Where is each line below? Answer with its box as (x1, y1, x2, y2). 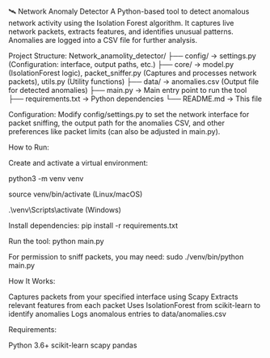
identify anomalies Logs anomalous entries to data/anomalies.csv (8, 310, 226, 318)
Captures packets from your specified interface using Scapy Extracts (8, 292, 238, 301)
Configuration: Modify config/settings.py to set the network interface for (8, 110, 250, 119)
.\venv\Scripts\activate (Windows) (8, 205, 121, 214)
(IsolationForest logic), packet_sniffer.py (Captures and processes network (8, 68, 257, 78)
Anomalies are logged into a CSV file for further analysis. (8, 36, 198, 44)
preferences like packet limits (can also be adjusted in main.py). (8, 127, 221, 136)
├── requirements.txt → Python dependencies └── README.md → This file (8, 94, 263, 103)
